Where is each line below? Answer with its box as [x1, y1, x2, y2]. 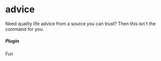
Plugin [5, 37, 19, 44]
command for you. [5, 26, 44, 32]
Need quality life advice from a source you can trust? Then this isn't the [5, 21, 156, 27]
